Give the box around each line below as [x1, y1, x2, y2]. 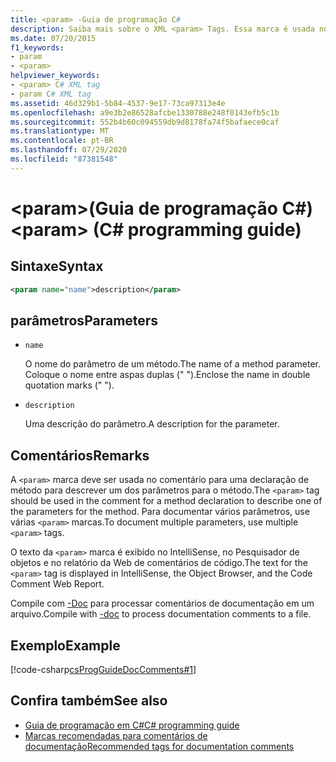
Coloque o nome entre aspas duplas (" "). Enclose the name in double [24, 369, 311, 381]
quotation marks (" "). [24, 379, 115, 391]
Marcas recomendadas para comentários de [24, 729, 208, 741]
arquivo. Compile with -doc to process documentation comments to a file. [10, 608, 312, 620]
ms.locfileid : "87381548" [10, 154, 118, 164]
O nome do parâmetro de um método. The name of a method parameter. [24, 358, 321, 370]
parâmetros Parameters [10, 312, 159, 330]
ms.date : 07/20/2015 [10, 33, 97, 43]
